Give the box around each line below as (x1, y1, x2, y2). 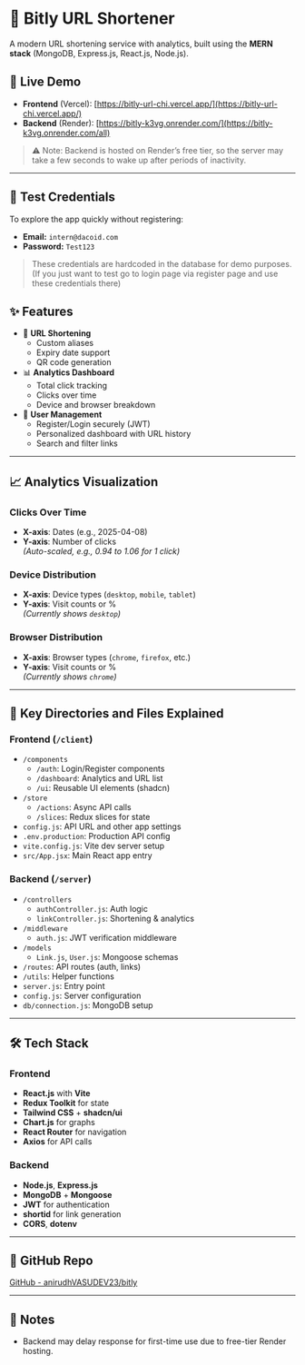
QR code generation (35, 357, 112, 368)
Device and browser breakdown (35, 400, 156, 410)
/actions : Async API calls (35, 802, 132, 813)
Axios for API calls (22, 1136, 93, 1147)
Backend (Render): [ (22, 117, 100, 128)
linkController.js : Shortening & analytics (35, 913, 195, 924)
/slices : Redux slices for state (35, 812, 151, 823)
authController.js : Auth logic (35, 903, 148, 914)
